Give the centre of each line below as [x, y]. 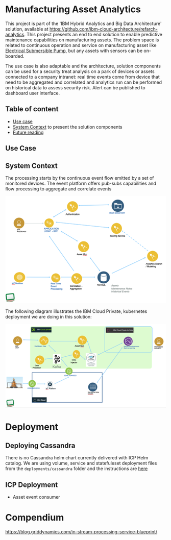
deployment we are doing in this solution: [48, 317]
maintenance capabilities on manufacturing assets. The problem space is [82, 40]
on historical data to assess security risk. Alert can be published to [75, 87]
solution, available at [27, 29]
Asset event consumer [36, 497]
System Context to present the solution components [67, 127]
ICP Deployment [32, 485]
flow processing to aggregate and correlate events [58, 189]
